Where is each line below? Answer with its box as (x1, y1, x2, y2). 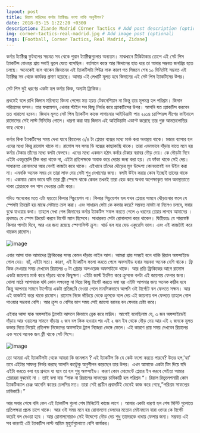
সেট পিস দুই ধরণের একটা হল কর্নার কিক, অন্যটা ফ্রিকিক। (6, 85, 102, 92)
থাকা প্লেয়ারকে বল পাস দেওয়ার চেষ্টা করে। (6, 183, 76, 190)
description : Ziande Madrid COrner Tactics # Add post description (6, 25, 177, 32)
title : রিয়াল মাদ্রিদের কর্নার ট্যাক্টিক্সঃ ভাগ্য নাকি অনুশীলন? (6, 14, 104, 20)
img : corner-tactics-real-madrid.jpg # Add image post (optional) (6, 31, 174, 37)
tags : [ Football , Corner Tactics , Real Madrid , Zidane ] (6, 36, 148, 42)
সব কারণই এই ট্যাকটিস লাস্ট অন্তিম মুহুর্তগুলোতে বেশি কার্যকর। (6, 420, 111, 426)
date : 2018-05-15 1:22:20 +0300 (6, 20, 86, 26)
